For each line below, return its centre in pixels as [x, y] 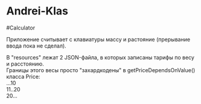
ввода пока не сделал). [36, 46]
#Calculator [21, 28]
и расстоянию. [25, 64]
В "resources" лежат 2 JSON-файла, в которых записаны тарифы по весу [101, 57]
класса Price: [23, 76]
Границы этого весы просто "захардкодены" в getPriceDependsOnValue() [101, 70]
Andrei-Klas [37, 11]
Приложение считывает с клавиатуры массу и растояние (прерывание [98, 39]
